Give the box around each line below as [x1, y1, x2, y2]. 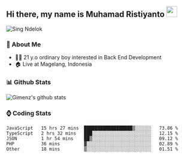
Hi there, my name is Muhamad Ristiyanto [6, 10, 165, 20]
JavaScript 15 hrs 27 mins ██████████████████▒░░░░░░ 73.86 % [6, 125, 179, 131]
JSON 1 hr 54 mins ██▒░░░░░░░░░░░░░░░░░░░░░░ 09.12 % [6, 135, 179, 141]
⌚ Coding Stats [6, 109, 52, 117]
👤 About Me [6, 40, 41, 48]
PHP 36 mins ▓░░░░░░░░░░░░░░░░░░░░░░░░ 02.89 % [6, 141, 179, 147]
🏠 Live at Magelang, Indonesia [14, 60, 92, 68]
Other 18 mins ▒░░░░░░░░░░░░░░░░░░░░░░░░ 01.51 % [6, 146, 179, 152]
